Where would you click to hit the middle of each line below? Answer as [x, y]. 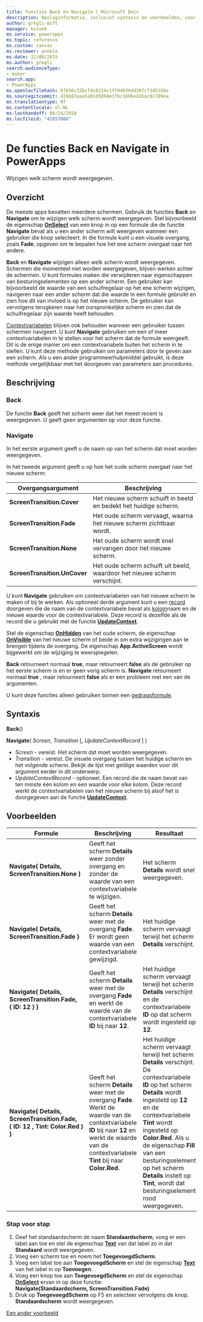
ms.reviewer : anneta [32, 51]
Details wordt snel [169, 870]
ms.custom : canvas [29, 46]
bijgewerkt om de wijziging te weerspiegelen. [63, 652]
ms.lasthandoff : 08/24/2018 [42, 113]
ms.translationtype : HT [36, 102]
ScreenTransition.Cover [44, 502]
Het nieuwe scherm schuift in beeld [143, 498]
